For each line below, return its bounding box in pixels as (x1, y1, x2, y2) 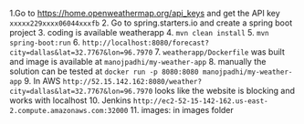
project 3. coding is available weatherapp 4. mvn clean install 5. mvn (9, 27, 269, 37)
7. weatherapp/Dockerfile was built (154, 46, 285, 57)
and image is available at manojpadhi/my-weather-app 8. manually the (9, 57, 267, 67)
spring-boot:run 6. (9, 36, 80, 47)
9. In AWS (24, 76, 61, 86)
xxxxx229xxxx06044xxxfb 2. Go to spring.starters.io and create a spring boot (9, 17, 293, 28)
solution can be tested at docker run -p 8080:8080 (9, 66, 199, 77)
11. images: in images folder (130, 105, 235, 115)
